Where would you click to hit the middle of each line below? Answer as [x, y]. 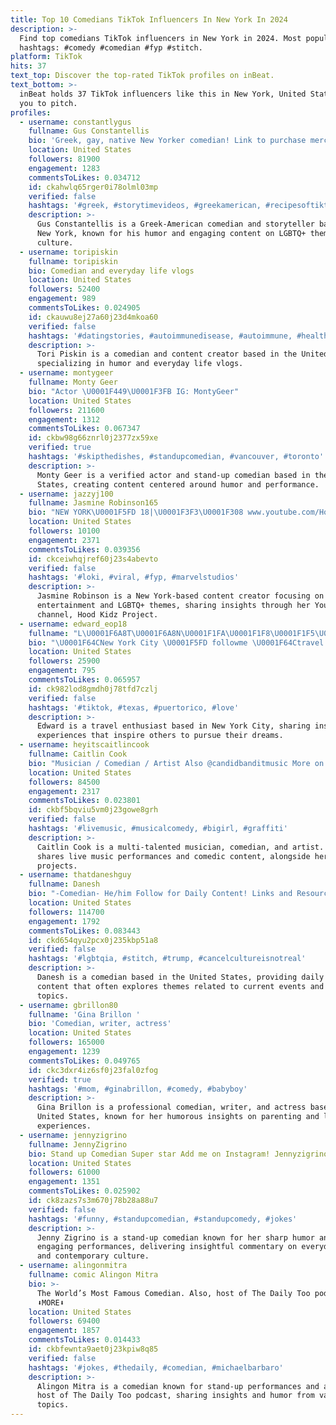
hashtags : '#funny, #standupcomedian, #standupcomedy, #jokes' [163, 1219]
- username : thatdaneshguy [75, 875]
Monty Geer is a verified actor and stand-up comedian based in [173, 475]
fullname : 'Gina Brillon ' [84, 1014]
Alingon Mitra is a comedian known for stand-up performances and [178, 1386]
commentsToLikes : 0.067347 [84, 429]
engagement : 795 [62, 671]
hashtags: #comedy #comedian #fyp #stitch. [111, 47]
